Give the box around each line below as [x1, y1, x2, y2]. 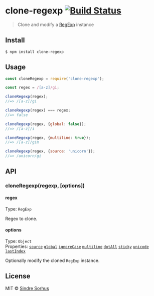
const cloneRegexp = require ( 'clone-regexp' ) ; [5, 76, 104, 81]
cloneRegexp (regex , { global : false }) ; [5, 121, 86, 126]
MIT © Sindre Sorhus [5, 285, 49, 291]
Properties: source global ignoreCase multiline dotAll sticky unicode [5, 243, 149, 249]
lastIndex [5, 248, 26, 253]
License [5, 272, 31, 280]
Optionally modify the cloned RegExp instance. [5, 257, 100, 263]
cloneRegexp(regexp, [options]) [5, 182, 85, 189]
